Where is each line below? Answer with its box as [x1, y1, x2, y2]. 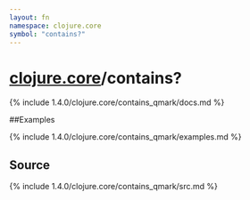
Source [9, 157, 51, 172]
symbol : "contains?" [9, 29, 87, 38]
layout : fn [9, 12, 50, 22]
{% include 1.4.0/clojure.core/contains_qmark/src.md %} [9, 181, 219, 192]
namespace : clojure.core [9, 21, 102, 30]
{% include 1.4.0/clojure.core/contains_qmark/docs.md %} [9, 97, 225, 108]
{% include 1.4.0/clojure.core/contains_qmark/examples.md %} [9, 132, 243, 142]
